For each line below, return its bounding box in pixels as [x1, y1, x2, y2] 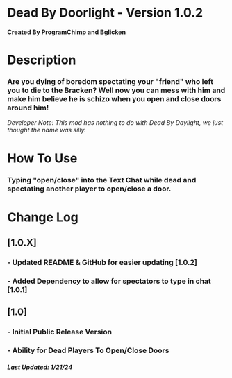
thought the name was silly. [7, 126, 86, 135]
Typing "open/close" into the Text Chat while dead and [7, 175, 197, 184]
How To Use [7, 151, 78, 166]
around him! [7, 103, 49, 112]
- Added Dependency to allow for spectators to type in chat [7, 276, 212, 286]
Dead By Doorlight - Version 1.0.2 [7, 5, 204, 21]
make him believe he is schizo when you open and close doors [7, 94, 222, 104]
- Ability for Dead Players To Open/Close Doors [7, 345, 169, 355]
